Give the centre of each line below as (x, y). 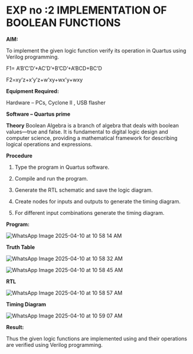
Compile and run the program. (51, 178)
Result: (15, 327)
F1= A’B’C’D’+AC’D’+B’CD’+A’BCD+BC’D (54, 68)
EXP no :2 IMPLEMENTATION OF (86, 10)
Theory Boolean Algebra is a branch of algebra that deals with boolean (92, 125)
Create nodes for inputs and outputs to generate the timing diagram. (98, 201)
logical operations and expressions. (49, 144)
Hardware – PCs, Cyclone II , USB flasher (56, 102)
